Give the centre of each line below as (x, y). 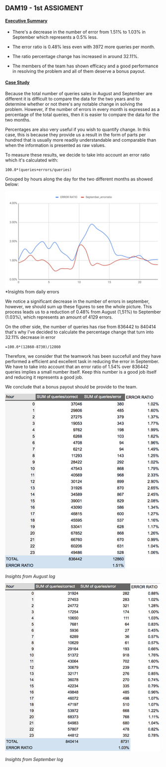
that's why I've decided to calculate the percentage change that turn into (80, 332)
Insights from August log (30, 576)
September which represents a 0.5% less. (55, 37)
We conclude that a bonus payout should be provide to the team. (71, 386)
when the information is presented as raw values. (55, 145)
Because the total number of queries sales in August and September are (79, 93)
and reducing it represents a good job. (44, 377)
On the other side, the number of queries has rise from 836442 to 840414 (81, 327)
